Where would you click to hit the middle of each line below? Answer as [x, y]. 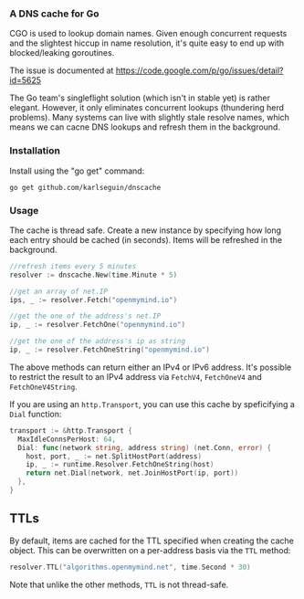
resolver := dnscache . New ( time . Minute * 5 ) [94, 275]
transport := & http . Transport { [71, 431]
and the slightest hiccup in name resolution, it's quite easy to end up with [147, 43]
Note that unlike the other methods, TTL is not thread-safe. [119, 584]
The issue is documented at [62, 70]
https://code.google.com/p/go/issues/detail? [199, 70]
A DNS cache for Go [54, 14]
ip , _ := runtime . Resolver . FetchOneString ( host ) [120, 465]
